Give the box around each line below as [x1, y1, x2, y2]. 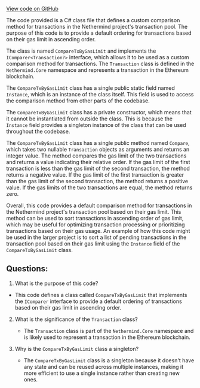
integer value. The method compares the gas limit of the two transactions [6, 152, 187, 159]
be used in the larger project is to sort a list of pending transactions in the [6, 234, 187, 241]
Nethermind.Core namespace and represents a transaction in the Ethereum [6, 66, 189, 74]
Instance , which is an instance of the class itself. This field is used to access [6, 91, 194, 98]
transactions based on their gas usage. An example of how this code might [6, 228, 190, 234]
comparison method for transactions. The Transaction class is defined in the [6, 60, 195, 67]
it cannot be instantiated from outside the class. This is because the [6, 115, 173, 122]
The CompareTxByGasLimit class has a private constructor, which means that [6, 109, 192, 116]
